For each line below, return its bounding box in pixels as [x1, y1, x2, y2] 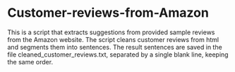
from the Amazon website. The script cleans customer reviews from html [7, 35, 219, 43]
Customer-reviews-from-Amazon [7, 5, 210, 21]
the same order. [7, 57, 54, 66]
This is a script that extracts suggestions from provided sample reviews [7, 28, 215, 36]
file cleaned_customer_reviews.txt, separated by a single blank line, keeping [7, 50, 229, 59]
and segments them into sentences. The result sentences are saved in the [7, 43, 222, 51]
